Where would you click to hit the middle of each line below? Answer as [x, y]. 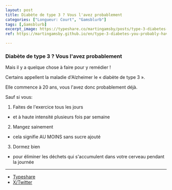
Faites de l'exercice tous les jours [48, 107]
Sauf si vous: [19, 97]
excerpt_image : [21, 29]
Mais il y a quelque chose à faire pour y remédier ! [58, 68]
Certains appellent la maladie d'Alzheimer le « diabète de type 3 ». [75, 77]
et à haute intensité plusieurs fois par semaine [61, 117]
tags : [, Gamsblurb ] [26, 24]
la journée [23, 162]
